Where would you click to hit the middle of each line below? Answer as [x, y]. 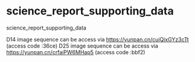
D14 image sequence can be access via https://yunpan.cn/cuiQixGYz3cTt [97, 39]
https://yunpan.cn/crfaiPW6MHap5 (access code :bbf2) [76, 52]
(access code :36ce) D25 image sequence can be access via [82, 46]
